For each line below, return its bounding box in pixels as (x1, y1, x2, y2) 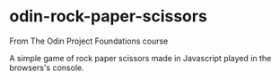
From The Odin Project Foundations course (9, 36, 169, 46)
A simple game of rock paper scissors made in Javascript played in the (9, 52, 272, 63)
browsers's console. (9, 62, 84, 73)
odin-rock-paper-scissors (9, 6, 208, 27)
